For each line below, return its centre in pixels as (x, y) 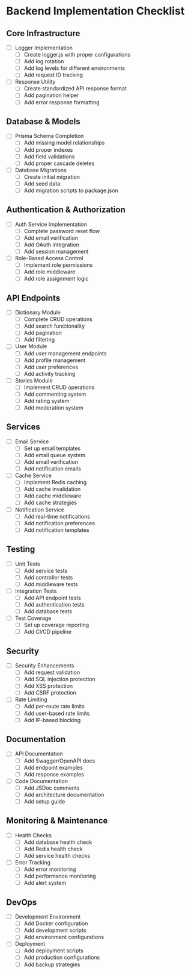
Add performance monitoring (60, 876)
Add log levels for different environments (74, 68)
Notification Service (39, 510)
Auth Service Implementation (51, 224)
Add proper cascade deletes (59, 163)
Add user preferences (51, 367)
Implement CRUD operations (59, 387)
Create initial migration (52, 176)
